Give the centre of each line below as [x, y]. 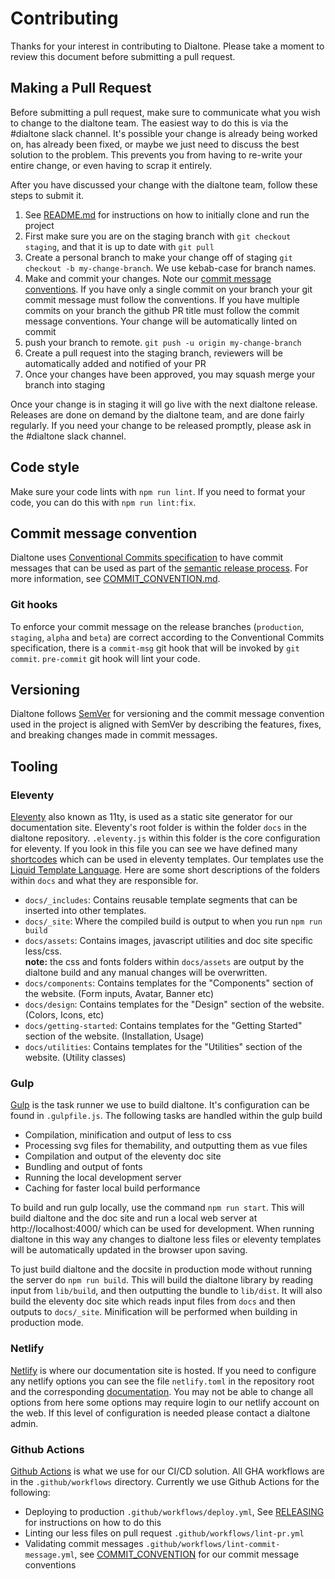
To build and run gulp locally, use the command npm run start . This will [157, 1208]
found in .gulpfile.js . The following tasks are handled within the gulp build [166, 1116]
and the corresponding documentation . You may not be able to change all [162, 1391]
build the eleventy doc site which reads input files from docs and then [153, 1301]
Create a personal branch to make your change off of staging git [158, 257]
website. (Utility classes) [75, 1058]
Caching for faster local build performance [112, 1188]
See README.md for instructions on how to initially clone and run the [167, 214]
